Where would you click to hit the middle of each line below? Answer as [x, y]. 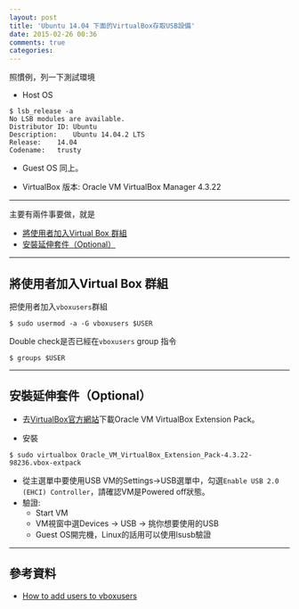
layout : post [33, 17]
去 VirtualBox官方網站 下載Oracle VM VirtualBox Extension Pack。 [141, 419]
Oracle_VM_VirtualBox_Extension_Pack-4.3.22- [166, 455]
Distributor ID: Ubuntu [53, 127]
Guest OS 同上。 [53, 168]
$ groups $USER [37, 358]
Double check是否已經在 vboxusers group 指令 [93, 341]
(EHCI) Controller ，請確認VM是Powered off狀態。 [116, 491]
